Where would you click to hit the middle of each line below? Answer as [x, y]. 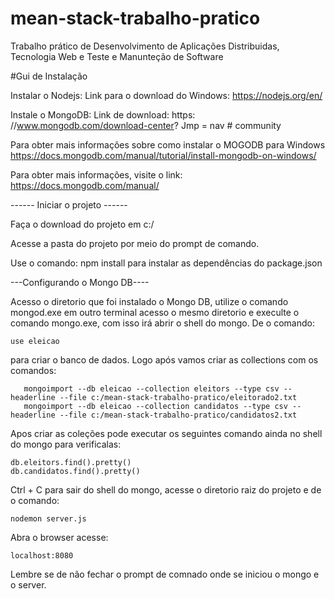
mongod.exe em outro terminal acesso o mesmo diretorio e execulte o [155, 312]
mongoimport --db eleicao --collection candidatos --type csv [155, 406]
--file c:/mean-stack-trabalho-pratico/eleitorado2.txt [178, 397]
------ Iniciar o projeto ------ [69, 204]
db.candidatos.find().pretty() [75, 471]
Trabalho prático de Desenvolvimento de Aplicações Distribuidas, [145, 46]
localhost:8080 [42, 555]
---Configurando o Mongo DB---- [80, 282]
